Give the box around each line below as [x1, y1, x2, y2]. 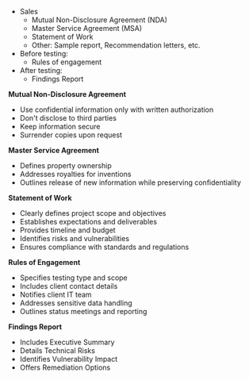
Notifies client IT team [19, 290, 93, 299]
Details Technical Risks [19, 346, 95, 355]
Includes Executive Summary [19, 337, 115, 347]
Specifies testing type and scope [19, 273, 128, 282]
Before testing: [19, 49, 69, 58]
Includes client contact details [19, 282, 118, 290]
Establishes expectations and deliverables [19, 217, 157, 226]
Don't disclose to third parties [19, 113, 117, 122]
